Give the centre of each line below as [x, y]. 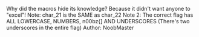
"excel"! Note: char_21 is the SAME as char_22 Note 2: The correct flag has [100, 15]
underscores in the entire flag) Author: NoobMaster [70, 27]
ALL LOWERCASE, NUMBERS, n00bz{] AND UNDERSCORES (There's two [98, 21]
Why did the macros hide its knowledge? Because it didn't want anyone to [98, 9]
